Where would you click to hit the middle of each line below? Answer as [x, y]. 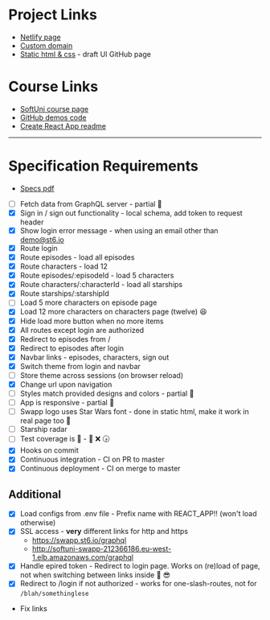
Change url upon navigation [66, 384]
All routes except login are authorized [82, 330]
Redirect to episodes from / [65, 339]
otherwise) [38, 523]
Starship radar [43, 429]
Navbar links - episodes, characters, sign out [94, 357]
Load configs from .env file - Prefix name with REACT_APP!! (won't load [138, 514]
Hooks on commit [49, 450]
